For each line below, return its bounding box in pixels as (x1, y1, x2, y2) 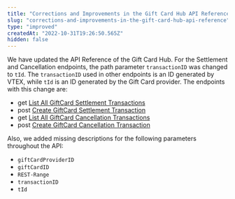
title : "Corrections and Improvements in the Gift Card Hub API (7, 10, 199, 17)
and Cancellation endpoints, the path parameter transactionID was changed (7, 63, 228, 71)
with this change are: (7, 85, 68, 94)
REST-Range (17, 172, 50, 179)
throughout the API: (7, 142, 64, 150)
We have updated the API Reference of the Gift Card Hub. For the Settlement (7, 55, 228, 64)
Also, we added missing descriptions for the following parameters (7, 134, 197, 143)
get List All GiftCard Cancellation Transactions (17, 113, 150, 122)
